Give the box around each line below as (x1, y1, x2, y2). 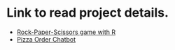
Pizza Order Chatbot (16, 35, 76, 43)
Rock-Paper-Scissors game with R (16, 28, 116, 36)
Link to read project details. (6, 5, 169, 21)
